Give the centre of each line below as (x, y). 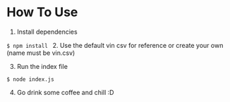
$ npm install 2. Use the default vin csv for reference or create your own (115, 45)
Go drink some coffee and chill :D (65, 92)
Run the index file (42, 66)
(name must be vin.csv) (41, 53)
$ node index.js (30, 79)
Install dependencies (47, 32)
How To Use (42, 12)
